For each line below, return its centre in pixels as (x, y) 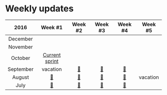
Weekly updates (39, 9)
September (21, 69)
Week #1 (52, 27)
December (21, 39)
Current (52, 55)
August (21, 77)
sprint (52, 61)
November (21, 47)
